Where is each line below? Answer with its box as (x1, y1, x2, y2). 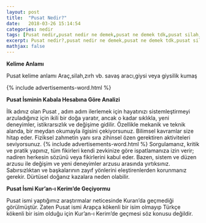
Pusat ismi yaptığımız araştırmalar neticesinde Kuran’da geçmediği (6, 197, 174, 204)
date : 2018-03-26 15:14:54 (6, 20, 81, 26)
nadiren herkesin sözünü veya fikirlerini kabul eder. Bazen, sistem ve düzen (6, 153, 197, 160)
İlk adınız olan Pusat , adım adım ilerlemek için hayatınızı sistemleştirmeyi (6, 108, 190, 115)
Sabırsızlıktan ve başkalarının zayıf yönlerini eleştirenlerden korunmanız (6, 166, 187, 174)
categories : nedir (6, 26, 53, 33)
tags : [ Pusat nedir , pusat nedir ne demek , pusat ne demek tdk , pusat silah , (6, 32, 202, 38)
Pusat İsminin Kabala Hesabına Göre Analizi (6, 96, 120, 103)
